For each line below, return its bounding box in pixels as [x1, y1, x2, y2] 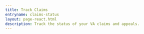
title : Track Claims [5, 7, 48, 12]
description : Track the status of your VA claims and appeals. [5, 21, 140, 26]
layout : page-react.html [5, 16, 57, 21]
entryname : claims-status [5, 12, 59, 17]
